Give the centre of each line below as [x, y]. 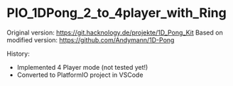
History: [18, 54]
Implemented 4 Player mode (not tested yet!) [82, 67]
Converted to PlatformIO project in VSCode [80, 75]
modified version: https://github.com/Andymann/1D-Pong [91, 39]
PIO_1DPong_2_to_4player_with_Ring [116, 13]
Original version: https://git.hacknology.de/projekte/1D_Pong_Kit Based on [115, 32]
